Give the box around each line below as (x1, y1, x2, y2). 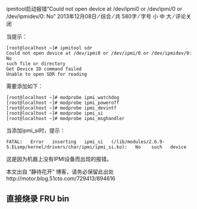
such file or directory (6, 61, 66, 67)
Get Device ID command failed (6, 66, 82, 72)
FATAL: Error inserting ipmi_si (6, 139, 103, 145)
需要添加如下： (6, 83, 43, 89)
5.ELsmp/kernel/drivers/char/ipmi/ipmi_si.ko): (6, 144, 128, 150)
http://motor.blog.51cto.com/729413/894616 (6, 175, 116, 182)
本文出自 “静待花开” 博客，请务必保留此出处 (6, 168, 114, 175)
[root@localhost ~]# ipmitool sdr (6, 45, 93, 51)
